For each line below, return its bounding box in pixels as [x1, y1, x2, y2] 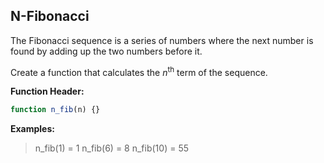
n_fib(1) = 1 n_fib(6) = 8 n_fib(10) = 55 [34, 142, 189, 154]
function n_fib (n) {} [10, 105, 101, 115]
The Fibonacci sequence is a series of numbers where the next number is [10, 34, 314, 46]
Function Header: [10, 85, 85, 98]
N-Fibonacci [10, 8, 90, 25]
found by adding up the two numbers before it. [10, 45, 203, 57]
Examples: [10, 123, 55, 135]
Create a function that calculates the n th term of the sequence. [10, 64, 268, 78]
